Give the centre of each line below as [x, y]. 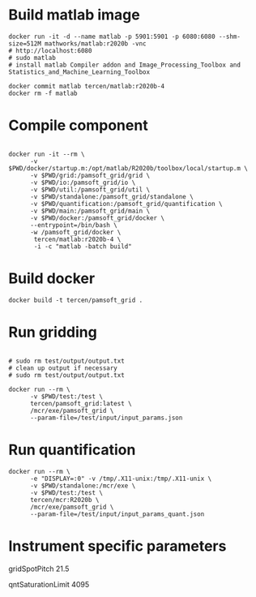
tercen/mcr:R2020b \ [64, 500]
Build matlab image [74, 15]
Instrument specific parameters [117, 546]
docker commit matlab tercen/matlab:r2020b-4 [86, 86]
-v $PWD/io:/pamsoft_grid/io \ [83, 183]
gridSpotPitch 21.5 [39, 569]
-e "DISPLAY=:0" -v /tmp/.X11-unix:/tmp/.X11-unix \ [121, 479]
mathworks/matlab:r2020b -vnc [96, 43]
